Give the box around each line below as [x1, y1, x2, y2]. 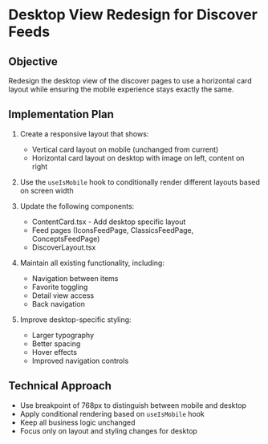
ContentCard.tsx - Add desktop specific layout [31, 217, 186, 226]
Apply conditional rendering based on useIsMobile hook [19, 409, 205, 418]
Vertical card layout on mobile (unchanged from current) [31, 145, 219, 154]
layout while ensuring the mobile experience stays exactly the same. [8, 84, 234, 94]
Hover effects [31, 347, 78, 356]
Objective [8, 55, 59, 68]
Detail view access [31, 291, 95, 300]
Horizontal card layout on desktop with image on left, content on [31, 153, 245, 162]
